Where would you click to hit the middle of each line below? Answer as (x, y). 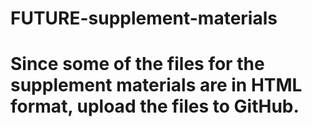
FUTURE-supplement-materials (144, 18)
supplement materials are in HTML (156, 85)
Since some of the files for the (137, 64)
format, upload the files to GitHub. (155, 106)
